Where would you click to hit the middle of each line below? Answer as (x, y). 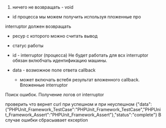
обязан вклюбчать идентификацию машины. (60, 61)
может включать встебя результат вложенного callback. (80, 80)
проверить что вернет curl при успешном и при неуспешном (70, 104)
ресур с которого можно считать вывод (55, 36)
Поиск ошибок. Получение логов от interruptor (55, 95)
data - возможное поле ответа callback (54, 70)
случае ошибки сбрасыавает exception (47, 120)
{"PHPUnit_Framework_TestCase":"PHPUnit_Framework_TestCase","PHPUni (83, 109)
